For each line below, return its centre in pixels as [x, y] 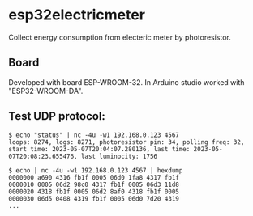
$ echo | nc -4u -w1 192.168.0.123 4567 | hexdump [96, 170]
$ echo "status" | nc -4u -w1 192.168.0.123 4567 [94, 135]
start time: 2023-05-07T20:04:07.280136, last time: [99, 149]
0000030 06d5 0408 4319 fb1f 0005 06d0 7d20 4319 [94, 199]
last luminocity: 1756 [119, 156]
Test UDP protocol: [57, 116]
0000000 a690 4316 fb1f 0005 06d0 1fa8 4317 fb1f [94, 177]
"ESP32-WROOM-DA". [46, 91]
